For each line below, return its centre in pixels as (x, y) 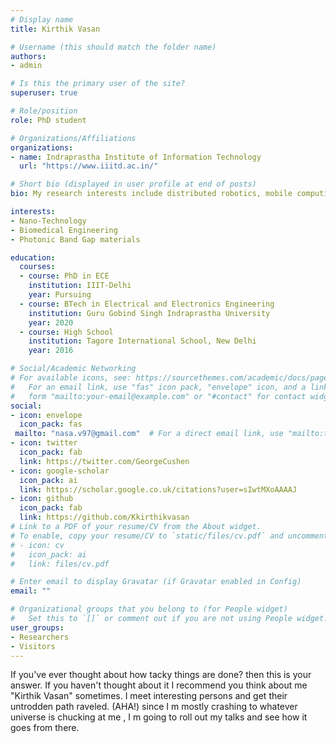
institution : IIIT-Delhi (80, 286)
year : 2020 (51, 322)
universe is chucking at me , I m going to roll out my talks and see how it (159, 717)
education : (33, 257)
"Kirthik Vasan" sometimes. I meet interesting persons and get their (149, 696)
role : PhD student (48, 120)
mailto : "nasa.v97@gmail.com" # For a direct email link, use (149, 434)
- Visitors (33, 646)
